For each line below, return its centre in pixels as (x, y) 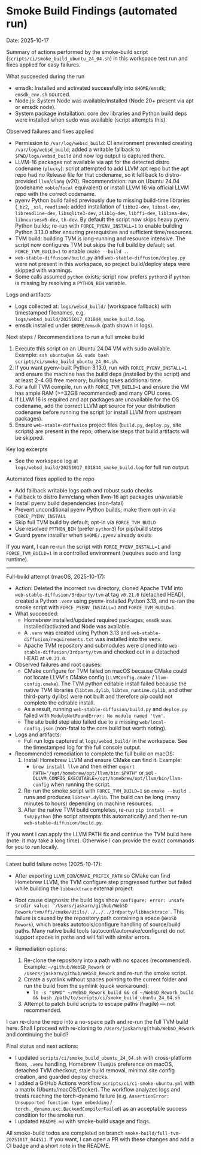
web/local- (153, 722)
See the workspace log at (46, 461)
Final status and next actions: (42, 1046)
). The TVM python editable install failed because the (121, 684)
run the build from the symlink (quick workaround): (86, 985)
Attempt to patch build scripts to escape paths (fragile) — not (99, 1003)
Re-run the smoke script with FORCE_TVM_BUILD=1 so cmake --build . (107, 790)
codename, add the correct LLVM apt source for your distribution (95, 406)
